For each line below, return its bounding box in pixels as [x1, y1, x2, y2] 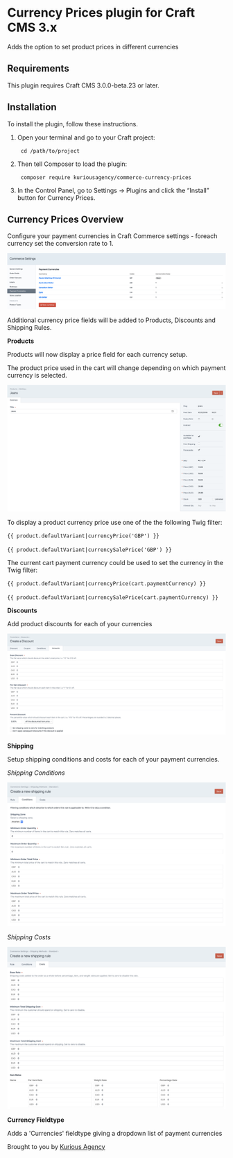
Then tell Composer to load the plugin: [17, 160, 127, 168]
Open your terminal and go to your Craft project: [17, 133, 155, 142]
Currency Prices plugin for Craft [7, 5, 196, 21]
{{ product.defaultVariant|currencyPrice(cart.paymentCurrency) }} [7, 580, 207, 587]
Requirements [7, 62, 69, 74]
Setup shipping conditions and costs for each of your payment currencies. [7, 755, 220, 763]
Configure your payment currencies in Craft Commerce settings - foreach [7, 232, 218, 240]
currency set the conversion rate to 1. [7, 240, 114, 248]
